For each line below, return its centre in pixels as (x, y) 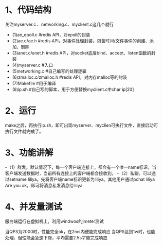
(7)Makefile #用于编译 (34, 83)
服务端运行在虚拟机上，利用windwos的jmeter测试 (54, 221)
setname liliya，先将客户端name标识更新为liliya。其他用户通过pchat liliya (82, 179)
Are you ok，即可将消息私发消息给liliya (44, 185)
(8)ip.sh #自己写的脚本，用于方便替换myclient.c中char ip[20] (73, 89)
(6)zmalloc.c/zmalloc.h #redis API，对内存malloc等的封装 (70, 77)
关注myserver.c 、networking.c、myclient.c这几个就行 (59, 24)
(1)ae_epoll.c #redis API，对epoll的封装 (51, 35)
